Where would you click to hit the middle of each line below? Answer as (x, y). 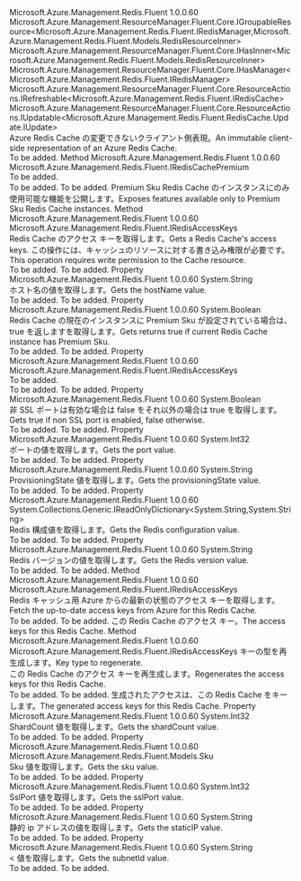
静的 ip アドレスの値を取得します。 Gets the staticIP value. (116, 827)
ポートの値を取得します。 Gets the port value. (93, 450)
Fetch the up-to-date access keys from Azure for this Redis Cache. (133, 610)
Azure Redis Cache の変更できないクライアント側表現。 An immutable (138, 138)
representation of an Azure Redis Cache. (102, 148)
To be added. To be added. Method (75, 570)
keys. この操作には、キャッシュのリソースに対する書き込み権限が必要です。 (150, 250)
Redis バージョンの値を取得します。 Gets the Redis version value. (129, 560)
